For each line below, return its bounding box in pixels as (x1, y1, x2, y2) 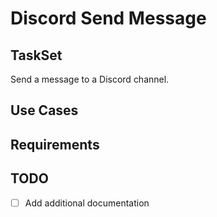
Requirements (10, 136, 100, 153)
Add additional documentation (24, 197, 150, 209)
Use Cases (10, 102, 79, 119)
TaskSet (10, 47, 63, 64)
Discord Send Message (10, 7, 207, 30)
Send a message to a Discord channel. (10, 73, 170, 85)
